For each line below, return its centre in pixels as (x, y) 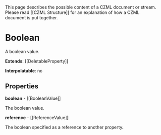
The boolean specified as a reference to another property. (64, 127)
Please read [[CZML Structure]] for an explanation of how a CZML (72, 12)
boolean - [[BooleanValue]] (33, 98)
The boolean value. (25, 108)
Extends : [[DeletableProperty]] (37, 61)
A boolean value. (22, 51)
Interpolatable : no (24, 70)
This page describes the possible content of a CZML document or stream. (80, 7)
